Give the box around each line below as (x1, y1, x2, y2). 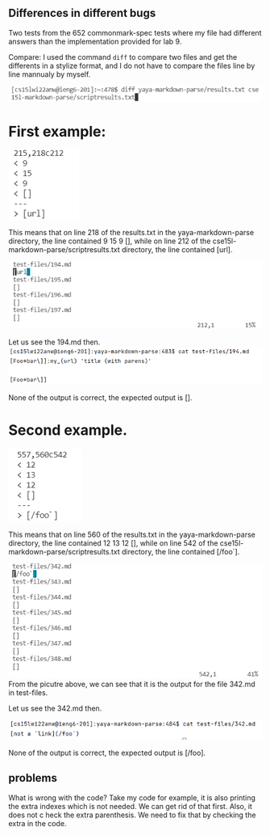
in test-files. (8, 688, 48, 698)
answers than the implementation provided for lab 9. (8, 36, 182, 46)
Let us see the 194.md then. (8, 337, 101, 347)
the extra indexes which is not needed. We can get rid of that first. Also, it (8, 801, 252, 811)
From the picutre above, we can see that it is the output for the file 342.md (8, 679, 255, 690)
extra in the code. (8, 818, 67, 828)
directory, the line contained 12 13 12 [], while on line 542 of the (8, 538, 218, 548)
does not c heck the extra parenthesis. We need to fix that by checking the (8, 810, 256, 820)
